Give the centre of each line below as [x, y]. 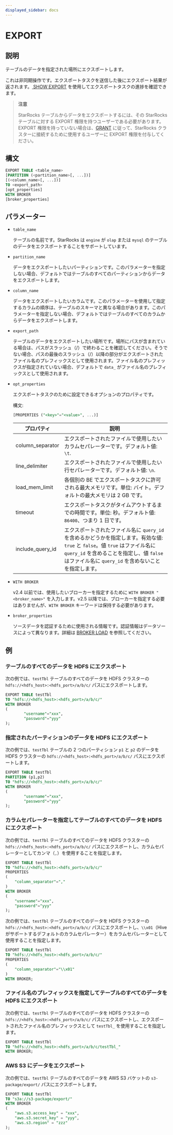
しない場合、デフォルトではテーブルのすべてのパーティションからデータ [89, 274]
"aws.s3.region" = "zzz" [41, 1123]
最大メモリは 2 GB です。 [115, 495]
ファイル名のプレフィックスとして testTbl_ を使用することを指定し [94, 1026]
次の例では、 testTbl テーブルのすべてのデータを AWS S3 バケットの [78, 1078]
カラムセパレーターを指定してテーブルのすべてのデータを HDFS [84, 820]
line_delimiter [31, 466]
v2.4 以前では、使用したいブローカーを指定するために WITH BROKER [83, 592]
